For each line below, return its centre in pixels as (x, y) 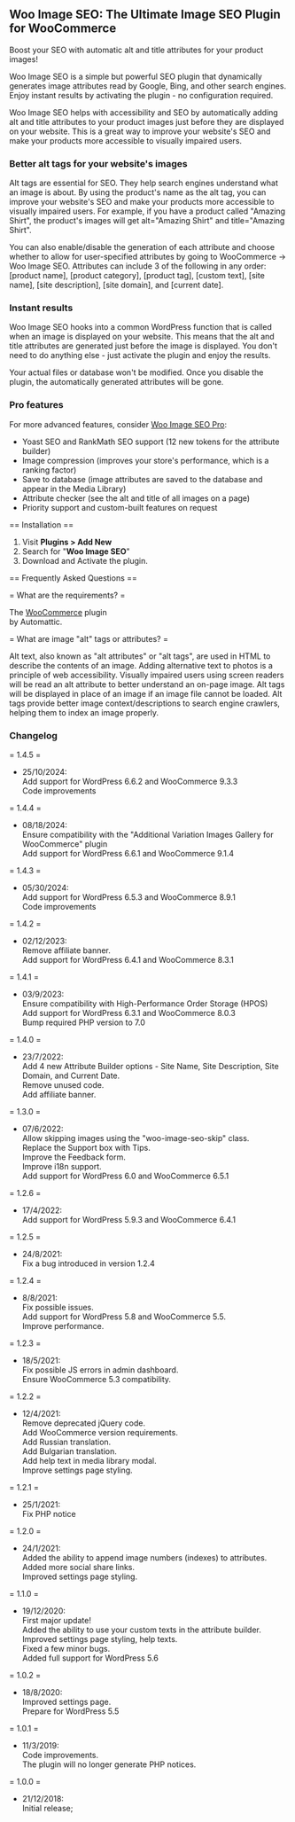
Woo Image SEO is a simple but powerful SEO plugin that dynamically (136, 76)
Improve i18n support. (62, 1166)
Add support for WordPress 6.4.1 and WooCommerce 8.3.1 (128, 960)
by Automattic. (36, 622)
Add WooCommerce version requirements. (100, 1432)
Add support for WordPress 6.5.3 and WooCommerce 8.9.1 (129, 897)
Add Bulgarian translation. (69, 1451)
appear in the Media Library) (74, 489)
